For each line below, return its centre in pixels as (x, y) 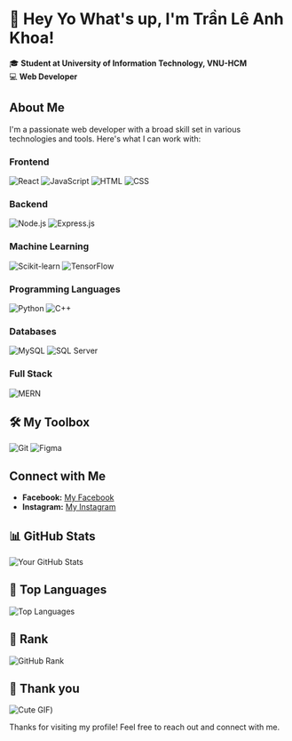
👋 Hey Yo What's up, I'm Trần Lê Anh (146, 19)
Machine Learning (49, 246)
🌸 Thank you (44, 688)
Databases (33, 331)
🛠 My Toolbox (50, 422)
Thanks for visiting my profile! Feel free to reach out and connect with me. (145, 727)
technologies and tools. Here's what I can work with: (105, 139)
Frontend (29, 162)
